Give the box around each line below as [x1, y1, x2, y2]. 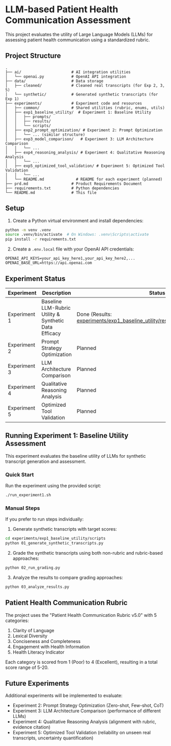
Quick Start [5, 471, 34, 478]
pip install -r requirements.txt [5, 237, 76, 242]
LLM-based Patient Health [5, 4, 119, 15]
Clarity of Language [12, 627, 54, 633]
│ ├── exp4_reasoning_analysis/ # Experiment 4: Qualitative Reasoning [5, 150, 165, 155]
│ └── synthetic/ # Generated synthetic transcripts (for [5, 92, 158, 97]
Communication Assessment [5, 14, 131, 26]
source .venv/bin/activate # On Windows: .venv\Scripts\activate [5, 232, 149, 237]
